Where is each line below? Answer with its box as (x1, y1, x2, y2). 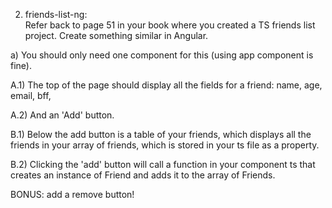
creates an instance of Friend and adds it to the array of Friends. (10, 169, 276, 181)
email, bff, (10, 90, 52, 101)
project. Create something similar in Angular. (24, 30, 209, 41)
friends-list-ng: (24, 9, 88, 20)
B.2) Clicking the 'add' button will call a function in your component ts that (10, 159, 316, 170)
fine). (10, 60, 32, 71)
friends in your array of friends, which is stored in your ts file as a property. (10, 139, 320, 151)
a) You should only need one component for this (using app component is (10, 49, 314, 61)
